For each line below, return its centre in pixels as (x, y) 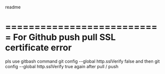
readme (13, 7)
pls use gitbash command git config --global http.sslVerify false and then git (82, 61)
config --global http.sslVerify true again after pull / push (62, 66)
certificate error (38, 48)
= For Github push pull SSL (60, 37)
